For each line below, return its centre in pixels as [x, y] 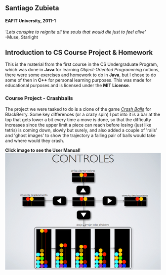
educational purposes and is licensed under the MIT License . [67, 86]
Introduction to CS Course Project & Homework [79, 52]
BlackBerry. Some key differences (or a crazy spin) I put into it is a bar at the [83, 114]
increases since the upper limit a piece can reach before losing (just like [78, 125]
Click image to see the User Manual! [43, 150]
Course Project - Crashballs [39, 98]
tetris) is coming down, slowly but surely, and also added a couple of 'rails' [81, 130]
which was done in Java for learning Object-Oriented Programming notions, [82, 70]
